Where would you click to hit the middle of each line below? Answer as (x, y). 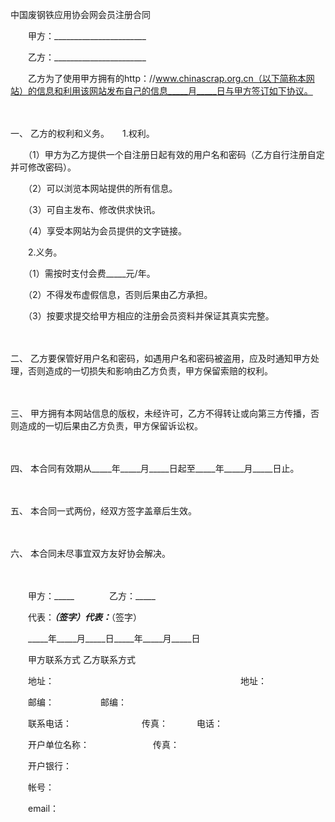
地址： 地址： (147, 681)
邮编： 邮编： (77, 702)
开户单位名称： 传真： (103, 744)
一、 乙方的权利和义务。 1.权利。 (82, 133)
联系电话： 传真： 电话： (125, 723)
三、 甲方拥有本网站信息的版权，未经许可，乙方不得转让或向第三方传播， (160, 413)
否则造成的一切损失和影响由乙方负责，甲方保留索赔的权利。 (150, 371)
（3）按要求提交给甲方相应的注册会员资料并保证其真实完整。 (151, 316)
